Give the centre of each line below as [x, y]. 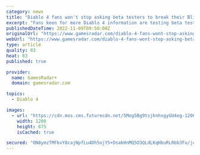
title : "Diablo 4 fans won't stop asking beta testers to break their [96, 17]
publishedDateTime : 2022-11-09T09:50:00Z [58, 28]
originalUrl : [22, 34]
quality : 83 [21, 50]
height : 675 [32, 126]
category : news [25, 12]
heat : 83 [17, 56]
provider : [18, 72]
